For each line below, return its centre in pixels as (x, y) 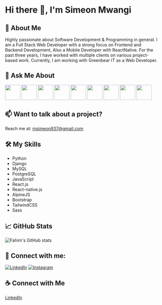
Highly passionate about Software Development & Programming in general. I (81, 39)
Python (19, 158)
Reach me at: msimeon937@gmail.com (44, 128)
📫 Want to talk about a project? (54, 114)
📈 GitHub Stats (29, 226)
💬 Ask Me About (30, 76)
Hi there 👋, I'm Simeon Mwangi (68, 10)
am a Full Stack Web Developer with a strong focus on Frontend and (73, 45)
